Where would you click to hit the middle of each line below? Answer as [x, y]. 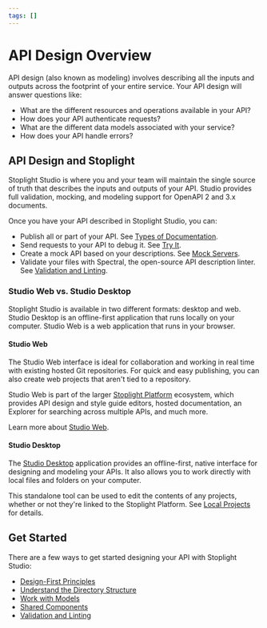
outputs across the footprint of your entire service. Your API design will [125, 86]
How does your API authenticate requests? [90, 119]
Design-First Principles [58, 581]
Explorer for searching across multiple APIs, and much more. [108, 411]
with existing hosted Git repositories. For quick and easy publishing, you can [134, 370]
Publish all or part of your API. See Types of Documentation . [119, 236]
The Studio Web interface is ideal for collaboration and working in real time [132, 362]
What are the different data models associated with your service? [127, 127]
